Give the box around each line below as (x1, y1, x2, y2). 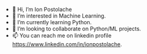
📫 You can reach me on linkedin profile (12, 32, 112, 39)
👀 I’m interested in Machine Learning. (12, 12, 106, 19)
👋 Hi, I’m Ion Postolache (12, 6, 72, 13)
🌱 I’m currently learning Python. (12, 19, 92, 25)
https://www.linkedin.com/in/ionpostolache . (12, 41, 122, 48)
